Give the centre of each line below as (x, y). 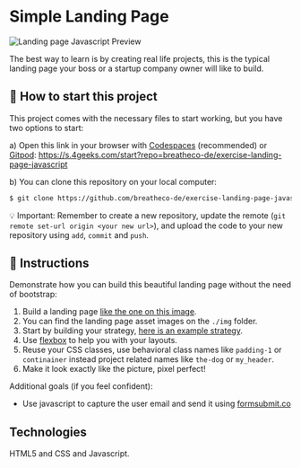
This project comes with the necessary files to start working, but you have (146, 118)
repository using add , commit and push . (79, 234)
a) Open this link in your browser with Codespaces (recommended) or (138, 145)
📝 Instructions (49, 264)
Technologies (48, 432)
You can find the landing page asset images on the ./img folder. (140, 322)
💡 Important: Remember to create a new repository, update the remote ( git (148, 215)
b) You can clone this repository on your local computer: (113, 181)
